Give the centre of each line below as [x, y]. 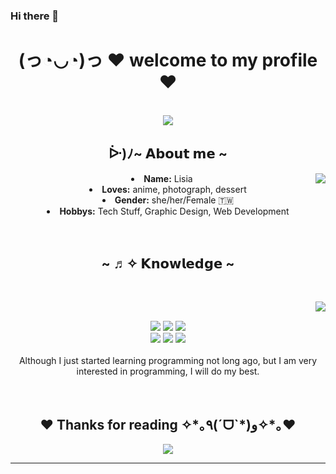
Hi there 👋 [35, 16]
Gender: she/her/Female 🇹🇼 [174, 200]
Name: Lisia [168, 178]
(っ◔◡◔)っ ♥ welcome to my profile [168, 60]
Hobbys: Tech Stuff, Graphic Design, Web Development [174, 211]
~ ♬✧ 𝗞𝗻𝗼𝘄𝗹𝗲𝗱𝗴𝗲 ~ [168, 264]
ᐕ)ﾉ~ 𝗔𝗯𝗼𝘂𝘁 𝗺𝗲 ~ [168, 154]
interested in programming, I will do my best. [168, 371]
